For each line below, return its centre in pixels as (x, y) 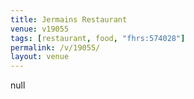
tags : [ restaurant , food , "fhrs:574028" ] (98, 38)
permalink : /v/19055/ (55, 47)
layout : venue (40, 57)
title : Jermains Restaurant (69, 19)
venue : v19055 (40, 29)
